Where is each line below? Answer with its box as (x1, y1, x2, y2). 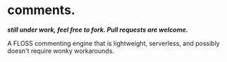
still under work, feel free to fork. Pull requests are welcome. (7, 25, 188, 34)
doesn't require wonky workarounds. (7, 46, 115, 55)
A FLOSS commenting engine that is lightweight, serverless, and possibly (7, 39, 220, 47)
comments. (7, 2, 75, 18)
